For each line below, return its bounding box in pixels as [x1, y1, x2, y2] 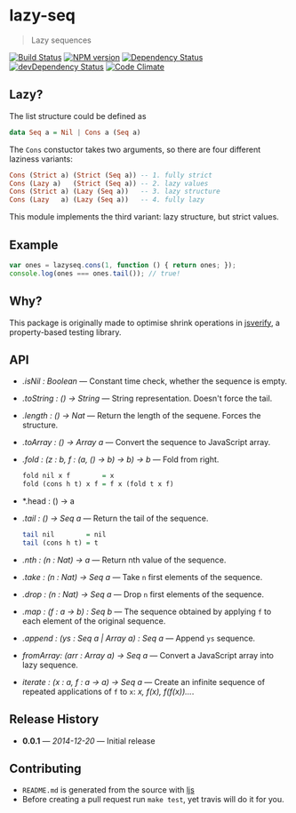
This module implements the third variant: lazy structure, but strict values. [9, 211, 280, 222]
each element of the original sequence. [21, 615, 166, 626]
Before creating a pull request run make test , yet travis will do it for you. [21, 794, 284, 805]
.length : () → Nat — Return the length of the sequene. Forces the [21, 410, 261, 421]
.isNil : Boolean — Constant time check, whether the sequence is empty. [21, 376, 287, 387]
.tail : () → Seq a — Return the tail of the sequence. [21, 513, 209, 524]
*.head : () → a [21, 496, 76, 506]
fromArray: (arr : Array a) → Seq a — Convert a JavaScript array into [21, 650, 274, 660]
